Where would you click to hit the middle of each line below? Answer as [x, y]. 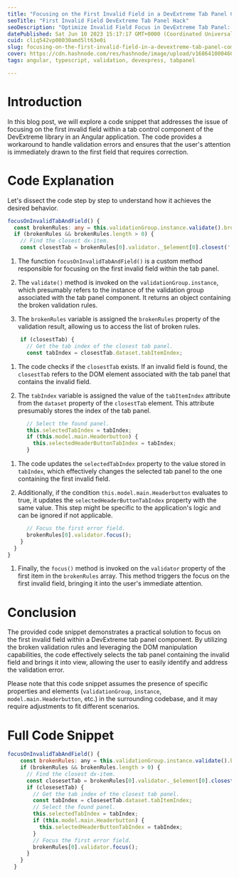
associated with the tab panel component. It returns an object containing [124, 297]
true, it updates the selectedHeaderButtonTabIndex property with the [117, 500]
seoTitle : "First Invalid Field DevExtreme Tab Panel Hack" [99, 21]
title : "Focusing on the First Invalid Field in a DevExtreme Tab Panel [117, 14]
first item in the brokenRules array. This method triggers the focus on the [123, 576]
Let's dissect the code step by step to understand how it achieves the [109, 200]
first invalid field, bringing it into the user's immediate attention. [110, 583]
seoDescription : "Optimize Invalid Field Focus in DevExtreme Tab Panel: [119, 27]
